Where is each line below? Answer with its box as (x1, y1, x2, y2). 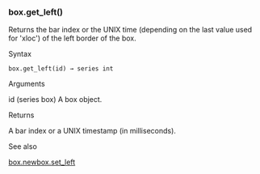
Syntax (8, 49, 32, 59)
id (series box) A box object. (8, 95, 103, 104)
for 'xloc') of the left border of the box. (8, 33, 137, 43)
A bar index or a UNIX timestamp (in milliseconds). (8, 126, 176, 136)
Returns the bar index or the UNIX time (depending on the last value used (8, 25, 253, 35)
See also (8, 142, 38, 151)
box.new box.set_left (8, 157, 76, 168)
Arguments (8, 79, 46, 89)
